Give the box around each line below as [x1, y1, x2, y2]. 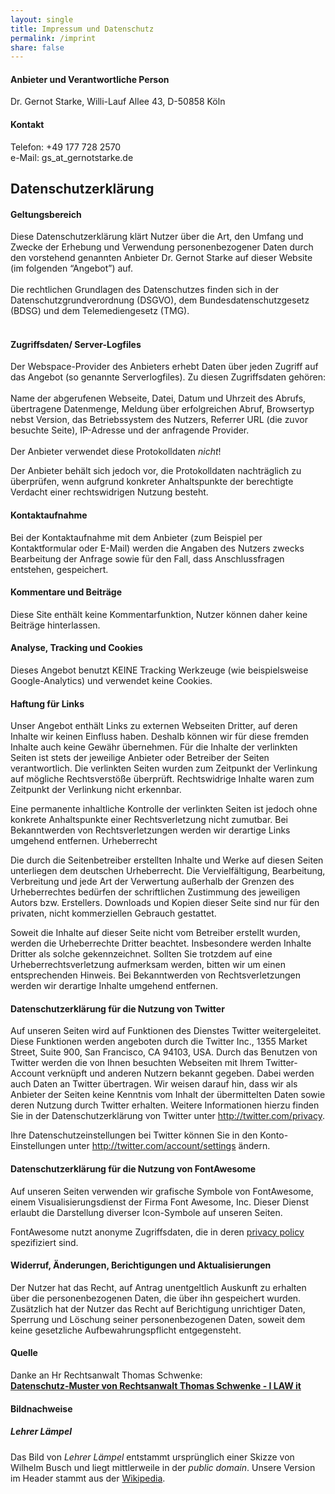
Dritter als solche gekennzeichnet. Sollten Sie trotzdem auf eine [10, 948, 273, 960]
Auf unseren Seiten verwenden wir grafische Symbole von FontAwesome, [10, 1185, 314, 1197]
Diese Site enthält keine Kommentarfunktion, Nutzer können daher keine [10, 608, 308, 620]
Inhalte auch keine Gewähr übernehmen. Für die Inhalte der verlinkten [10, 741, 298, 753]
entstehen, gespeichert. [10, 563, 109, 575]
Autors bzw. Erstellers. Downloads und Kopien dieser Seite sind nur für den [10, 897, 320, 909]
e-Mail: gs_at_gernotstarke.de [10, 151, 134, 163]
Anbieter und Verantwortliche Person [10, 73, 170, 85]
